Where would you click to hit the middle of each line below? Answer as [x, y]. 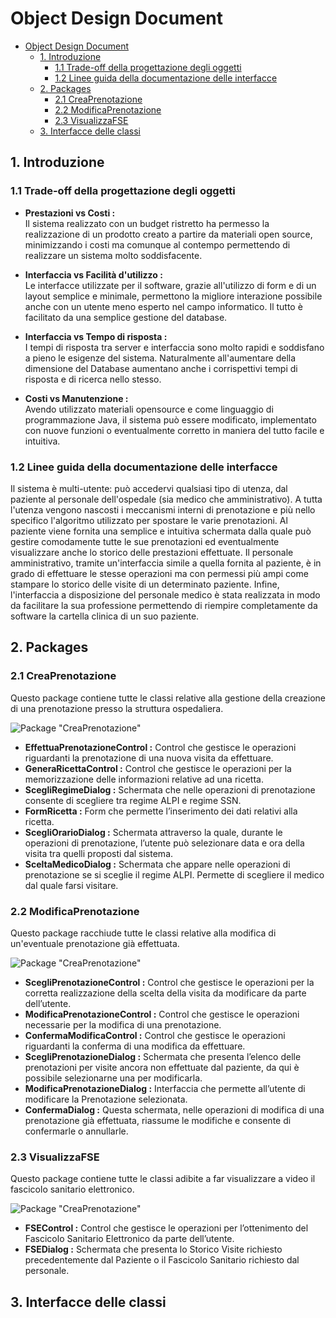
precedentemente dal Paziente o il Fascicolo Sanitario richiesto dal [162, 1260]
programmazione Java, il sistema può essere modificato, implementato [170, 419]
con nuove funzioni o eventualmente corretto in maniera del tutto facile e [174, 430]
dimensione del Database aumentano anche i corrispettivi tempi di [161, 368]
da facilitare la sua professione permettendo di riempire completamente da [164, 605]
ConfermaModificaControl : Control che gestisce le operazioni [155, 1035]
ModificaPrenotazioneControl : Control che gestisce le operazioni [162, 1014]
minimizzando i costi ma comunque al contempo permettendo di [157, 244]
